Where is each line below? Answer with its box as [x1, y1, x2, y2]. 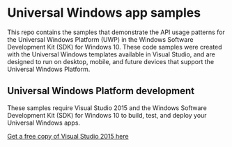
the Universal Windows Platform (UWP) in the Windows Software [7, 35, 194, 43]
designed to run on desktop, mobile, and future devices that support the [7, 57, 215, 65]
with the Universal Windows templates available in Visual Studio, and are [7, 50, 216, 59]
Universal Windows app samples [7, 5, 201, 21]
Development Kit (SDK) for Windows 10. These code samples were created [7, 42, 222, 51]
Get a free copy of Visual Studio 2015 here [7, 132, 129, 140]
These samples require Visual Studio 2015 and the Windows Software [7, 103, 207, 112]
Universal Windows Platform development [7, 85, 195, 97]
